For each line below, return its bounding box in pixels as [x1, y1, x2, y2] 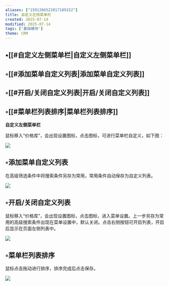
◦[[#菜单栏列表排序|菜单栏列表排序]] [5, 107, 119, 116]
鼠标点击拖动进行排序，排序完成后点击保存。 [5, 265, 98, 271]
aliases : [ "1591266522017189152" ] [5, 7, 78, 13]
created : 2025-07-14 [5, 17, 49, 22]
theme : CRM [5, 31, 28, 36]
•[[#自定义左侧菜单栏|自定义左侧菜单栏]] [5, 51, 132, 60]
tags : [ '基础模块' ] [5, 26, 43, 31]
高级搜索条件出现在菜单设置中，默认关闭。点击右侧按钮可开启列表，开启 [14, 219, 164, 225]
